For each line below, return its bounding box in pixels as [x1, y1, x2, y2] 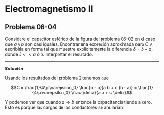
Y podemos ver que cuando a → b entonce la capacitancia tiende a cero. [5, 99, 152, 105]
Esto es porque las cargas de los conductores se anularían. [5, 104, 124, 110]
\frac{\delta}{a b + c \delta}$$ [71, 90, 132, 95]
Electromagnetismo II [5, 3, 94, 15]
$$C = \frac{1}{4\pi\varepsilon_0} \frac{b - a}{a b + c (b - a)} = [11, 85, 138, 90]
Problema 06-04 [5, 23, 57, 31]
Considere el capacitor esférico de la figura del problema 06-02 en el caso [5, 36, 156, 42]
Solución [5, 66, 23, 71]
